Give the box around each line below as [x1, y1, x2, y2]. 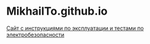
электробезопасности [6, 31, 65, 38]
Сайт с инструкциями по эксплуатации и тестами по [6, 24, 144, 32]
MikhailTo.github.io [6, 4, 108, 18]
